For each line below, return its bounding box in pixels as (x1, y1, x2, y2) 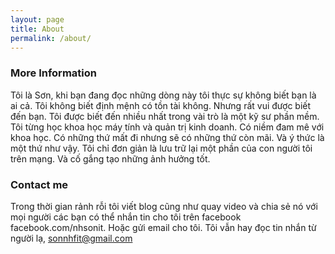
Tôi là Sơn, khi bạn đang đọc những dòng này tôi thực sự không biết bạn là (10, 89, 317, 101)
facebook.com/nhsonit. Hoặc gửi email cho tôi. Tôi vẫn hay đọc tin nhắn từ (10, 221, 317, 233)
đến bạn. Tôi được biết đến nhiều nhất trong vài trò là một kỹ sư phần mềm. (10, 110, 320, 122)
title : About (10, 24, 65, 34)
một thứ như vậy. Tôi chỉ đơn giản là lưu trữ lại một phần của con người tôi (10, 142, 313, 154)
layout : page (10, 14, 65, 25)
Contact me (10, 177, 69, 191)
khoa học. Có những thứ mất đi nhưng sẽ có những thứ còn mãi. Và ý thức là (10, 131, 325, 143)
